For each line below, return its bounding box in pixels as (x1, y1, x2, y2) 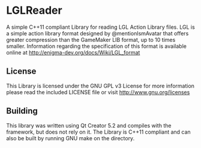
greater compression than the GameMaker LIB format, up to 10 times (6, 36, 176, 43)
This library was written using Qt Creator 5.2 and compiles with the (6, 122, 172, 129)
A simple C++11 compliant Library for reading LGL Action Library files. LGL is (6, 23, 195, 31)
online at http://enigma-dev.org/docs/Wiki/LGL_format (6, 49, 140, 56)
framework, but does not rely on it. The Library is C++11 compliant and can (6, 128, 191, 135)
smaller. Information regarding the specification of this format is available (6, 43, 187, 50)
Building (6, 106, 38, 116)
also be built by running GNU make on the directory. (6, 134, 135, 141)
